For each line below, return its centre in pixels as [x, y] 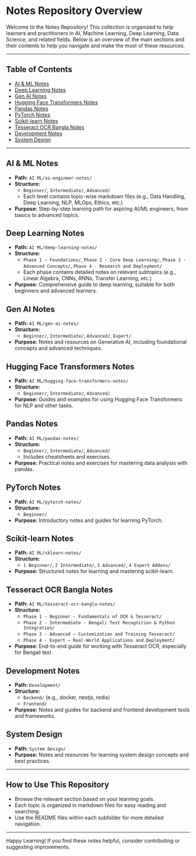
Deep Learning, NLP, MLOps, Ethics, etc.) [73, 202]
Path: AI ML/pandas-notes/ [47, 438]
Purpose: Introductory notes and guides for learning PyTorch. [89, 520]
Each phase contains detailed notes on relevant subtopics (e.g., [99, 272]
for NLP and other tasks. [44, 405]
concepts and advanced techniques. [58, 348]
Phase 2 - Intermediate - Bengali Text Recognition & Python [99, 623]
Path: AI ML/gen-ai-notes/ [47, 324]
